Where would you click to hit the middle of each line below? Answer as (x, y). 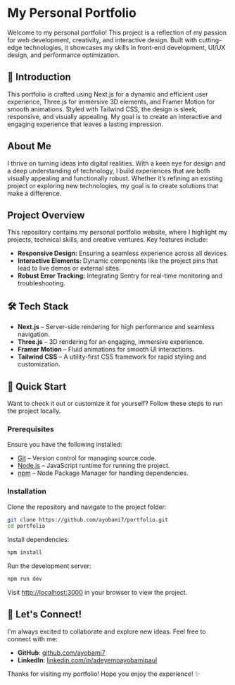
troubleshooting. (41, 283)
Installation (27, 491)
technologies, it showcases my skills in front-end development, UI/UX (125, 47)
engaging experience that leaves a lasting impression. (85, 124)
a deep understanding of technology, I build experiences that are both (109, 171)
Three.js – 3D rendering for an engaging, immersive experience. (111, 342)
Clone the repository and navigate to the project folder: (87, 507)
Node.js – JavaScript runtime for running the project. (94, 466)
